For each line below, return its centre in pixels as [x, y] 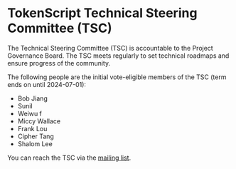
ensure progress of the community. [59, 63]
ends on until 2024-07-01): [47, 84]
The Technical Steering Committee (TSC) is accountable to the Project [110, 48]
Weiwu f [30, 113]
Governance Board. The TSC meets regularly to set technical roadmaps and [118, 56]
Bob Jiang [32, 98]
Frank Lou [32, 128]
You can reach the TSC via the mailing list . [69, 158]
